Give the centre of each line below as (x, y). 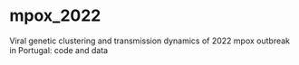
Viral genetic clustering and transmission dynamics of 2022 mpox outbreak (150, 41)
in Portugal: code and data (59, 50)
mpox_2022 (55, 16)
